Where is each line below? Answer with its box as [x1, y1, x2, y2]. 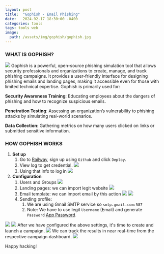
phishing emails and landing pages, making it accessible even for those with [5, 78, 159, 84]
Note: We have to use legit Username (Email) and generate [27, 207, 142, 213]
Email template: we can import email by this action [19, 191, 121, 197]
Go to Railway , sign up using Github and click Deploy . [19, 157, 127, 162]
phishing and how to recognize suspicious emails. [5, 98, 106, 104]
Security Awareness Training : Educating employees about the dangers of [5, 93, 156, 99]
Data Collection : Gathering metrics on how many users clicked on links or [5, 123, 155, 128]
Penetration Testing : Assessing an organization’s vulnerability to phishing [5, 108, 155, 114]
